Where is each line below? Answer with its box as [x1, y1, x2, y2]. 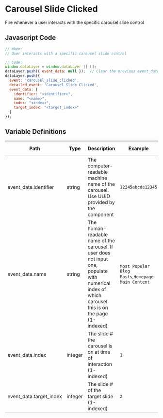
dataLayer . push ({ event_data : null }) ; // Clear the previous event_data [5, 69, 160, 74]
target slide [87, 393, 114, 400]
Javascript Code [5, 34, 56, 42]
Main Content [119, 279, 150, 285]
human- [87, 225, 107, 232]
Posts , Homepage [119, 273, 154, 280]
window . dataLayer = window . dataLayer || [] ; [5, 64, 97, 69]
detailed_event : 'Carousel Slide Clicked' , [9, 82, 98, 87]
